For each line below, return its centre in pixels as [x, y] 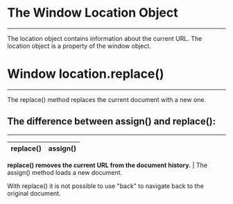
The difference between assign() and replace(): [112, 122]
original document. [34, 193]
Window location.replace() [86, 74]
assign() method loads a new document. [65, 172]
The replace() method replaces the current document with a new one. [107, 99]
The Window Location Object [93, 13]
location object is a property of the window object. [79, 46]
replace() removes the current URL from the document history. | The [107, 165]
